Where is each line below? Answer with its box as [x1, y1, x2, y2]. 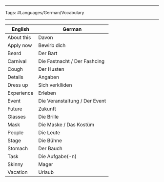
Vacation [7, 169, 28, 176]
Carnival [7, 58, 27, 64]
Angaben [38, 74, 60, 81]
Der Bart [38, 50, 58, 57]
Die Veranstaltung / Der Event [38, 98, 106, 104]
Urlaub [38, 169, 54, 176]
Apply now [7, 42, 32, 49]
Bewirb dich [38, 42, 66, 49]
